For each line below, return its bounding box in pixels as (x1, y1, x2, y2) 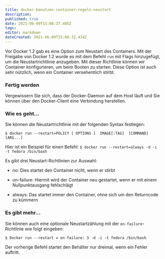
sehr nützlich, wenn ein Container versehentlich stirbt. (5, 69, 115, 75)
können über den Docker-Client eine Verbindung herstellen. (5, 98, 127, 104)
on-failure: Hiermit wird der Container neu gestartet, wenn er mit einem (12, 177, 157, 183)
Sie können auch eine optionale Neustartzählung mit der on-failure (5, 221, 143, 226)
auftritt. (5, 249, 20, 255)
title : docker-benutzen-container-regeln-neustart (5, 7, 111, 12)
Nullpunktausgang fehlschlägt (12, 182, 73, 188)
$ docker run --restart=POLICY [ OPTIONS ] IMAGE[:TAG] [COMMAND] (5, 131, 149, 136)
